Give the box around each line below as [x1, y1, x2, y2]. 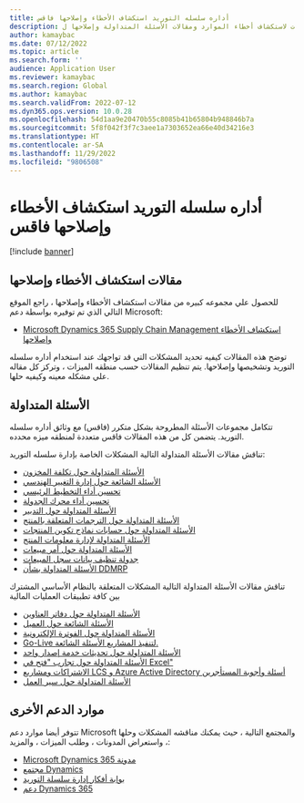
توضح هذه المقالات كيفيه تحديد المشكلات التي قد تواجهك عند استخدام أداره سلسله [9, 352, 288, 363]
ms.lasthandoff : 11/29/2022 [9, 149, 117, 158]
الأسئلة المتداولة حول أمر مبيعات [22, 544, 133, 555]
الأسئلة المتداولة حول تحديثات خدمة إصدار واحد [22, 647, 181, 658]
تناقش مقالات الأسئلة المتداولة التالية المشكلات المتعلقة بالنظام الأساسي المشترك [9, 581, 286, 592]
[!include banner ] [9, 246, 75, 257]
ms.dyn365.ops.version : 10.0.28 [9, 107, 132, 116]
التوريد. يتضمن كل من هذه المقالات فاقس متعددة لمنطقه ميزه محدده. [9, 431, 245, 442]
